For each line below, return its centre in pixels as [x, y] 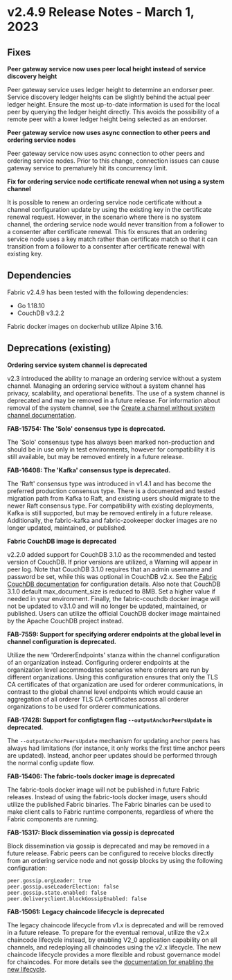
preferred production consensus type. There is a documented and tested [111, 491]
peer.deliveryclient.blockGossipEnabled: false [77, 899]
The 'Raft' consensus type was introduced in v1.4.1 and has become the [109, 483]
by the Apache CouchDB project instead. [65, 621]
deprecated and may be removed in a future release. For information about [114, 400]
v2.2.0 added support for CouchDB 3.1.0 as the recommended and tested [112, 554]
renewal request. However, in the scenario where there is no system [104, 217]
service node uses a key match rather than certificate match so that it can [113, 239]
